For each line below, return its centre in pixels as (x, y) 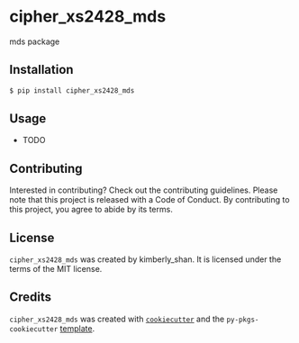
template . (77, 328)
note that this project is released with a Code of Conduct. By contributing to (149, 200)
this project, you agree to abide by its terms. (91, 210)
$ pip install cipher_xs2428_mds (72, 90)
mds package (35, 41)
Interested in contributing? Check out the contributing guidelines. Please (144, 190)
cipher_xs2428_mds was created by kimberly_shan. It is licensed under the (145, 259)
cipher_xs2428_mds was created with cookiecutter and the (117, 319)
